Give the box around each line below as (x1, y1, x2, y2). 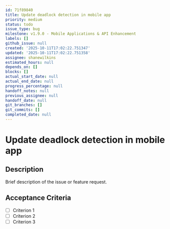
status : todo (5, 21, 33, 27)
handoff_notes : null (5, 88, 50, 94)
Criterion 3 (12, 218, 36, 225)
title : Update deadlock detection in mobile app (5, 12, 111, 17)
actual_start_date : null (5, 74, 58, 79)
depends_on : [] (5, 64, 38, 70)
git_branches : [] (5, 103, 42, 108)
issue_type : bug (5, 27, 40, 32)
